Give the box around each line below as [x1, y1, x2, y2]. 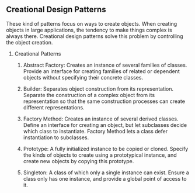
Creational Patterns [14, 50, 61, 57]
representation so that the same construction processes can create [23, 98, 186, 105]
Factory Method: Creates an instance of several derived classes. [23, 115, 179, 122]
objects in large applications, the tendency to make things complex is [6, 26, 172, 33]
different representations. [23, 104, 85, 111]
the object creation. [6, 39, 53, 46]
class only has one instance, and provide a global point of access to [23, 175, 187, 182]
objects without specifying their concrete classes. [23, 74, 144, 81]
